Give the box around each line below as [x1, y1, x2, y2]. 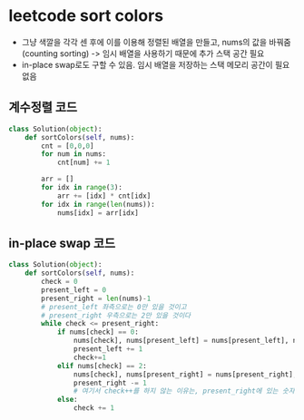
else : [56, 396, 78, 405]
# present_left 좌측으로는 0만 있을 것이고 [41, 302, 187, 311]
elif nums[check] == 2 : [56, 361, 147, 370]
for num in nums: [41, 150, 106, 159]
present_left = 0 [41, 285, 106, 295]
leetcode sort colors [8, 5, 164, 26]
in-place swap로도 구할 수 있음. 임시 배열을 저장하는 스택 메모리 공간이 [21, 59, 273, 70]
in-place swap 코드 [8, 235, 116, 250]
